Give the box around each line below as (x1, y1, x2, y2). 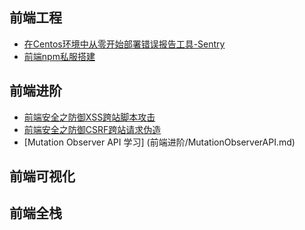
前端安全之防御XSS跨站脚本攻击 (23, 111, 156, 123)
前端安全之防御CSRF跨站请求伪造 (23, 123, 162, 135)
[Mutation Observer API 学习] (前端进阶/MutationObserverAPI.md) (23, 136, 296, 148)
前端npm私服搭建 (23, 50, 96, 62)
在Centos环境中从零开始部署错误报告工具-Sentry (23, 38, 226, 50)
